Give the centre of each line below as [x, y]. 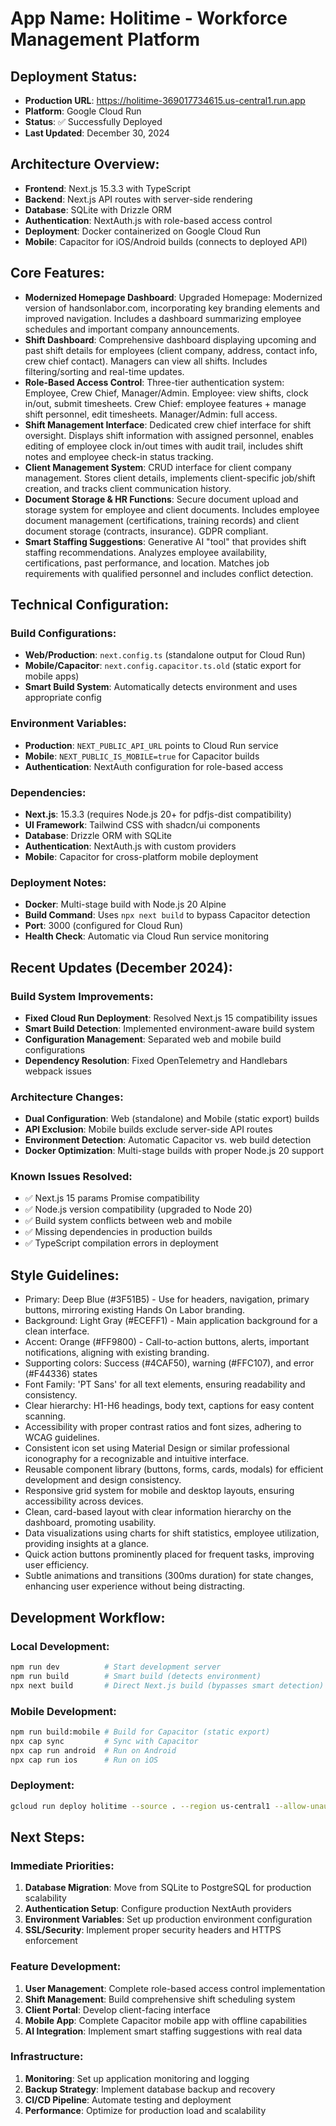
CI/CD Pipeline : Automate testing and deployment [128, 2099]
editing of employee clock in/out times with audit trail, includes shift [164, 446]
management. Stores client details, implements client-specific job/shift [170, 478]
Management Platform [105, 39]
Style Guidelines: [65, 1275]
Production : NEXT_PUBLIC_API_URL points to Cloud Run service [151, 745]
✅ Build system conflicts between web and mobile [128, 1221]
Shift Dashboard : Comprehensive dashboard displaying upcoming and [170, 339]
